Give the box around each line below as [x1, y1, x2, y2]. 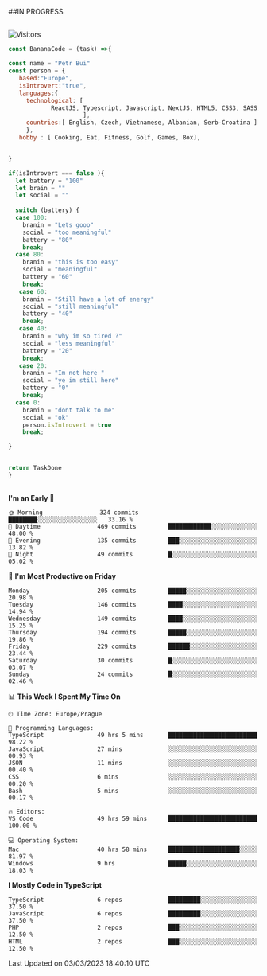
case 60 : [18, 287, 48, 295]
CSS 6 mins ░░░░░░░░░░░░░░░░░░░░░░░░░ [8, 773, 258, 781]
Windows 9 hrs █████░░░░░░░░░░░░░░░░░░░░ [8, 860, 258, 868]
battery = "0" [22, 384, 69, 392]
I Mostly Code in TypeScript [8, 880, 102, 890]
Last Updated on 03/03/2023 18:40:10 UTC [8, 958, 150, 968]
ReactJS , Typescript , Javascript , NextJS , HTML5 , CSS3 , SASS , [50, 103, 261, 112]
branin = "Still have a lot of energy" [22, 295, 155, 303]
